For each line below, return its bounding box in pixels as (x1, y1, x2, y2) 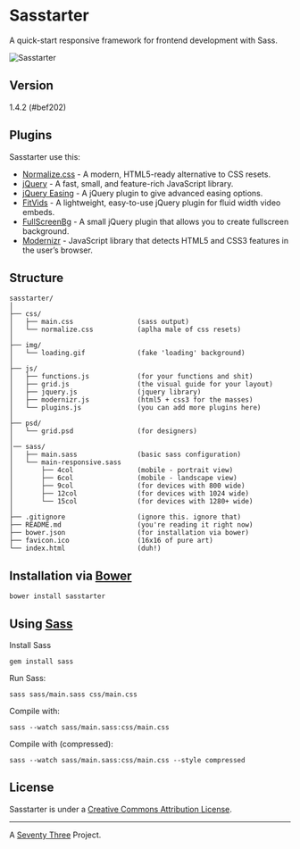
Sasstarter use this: (9, 151, 80, 162)
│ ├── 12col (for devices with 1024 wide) (9, 489, 250, 498)
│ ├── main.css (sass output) (9, 318, 190, 327)
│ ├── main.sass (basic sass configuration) (9, 450, 242, 460)
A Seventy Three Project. (9, 829, 102, 840)
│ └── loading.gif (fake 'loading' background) (9, 349, 246, 358)
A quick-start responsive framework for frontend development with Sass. (9, 35, 279, 46)
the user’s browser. (21, 245, 94, 255)
